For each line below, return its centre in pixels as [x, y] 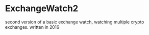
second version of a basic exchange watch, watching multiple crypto [75, 22]
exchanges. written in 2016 [32, 27]
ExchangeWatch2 [42, 9]
